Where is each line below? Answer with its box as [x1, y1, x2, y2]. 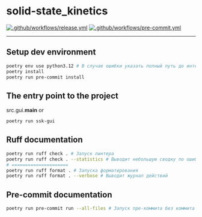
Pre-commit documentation [6, 189, 112, 200]
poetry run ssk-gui [6, 118, 55, 124]
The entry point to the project [6, 91, 118, 101]
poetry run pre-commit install [6, 74, 85, 80]
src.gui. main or [6, 107, 44, 114]
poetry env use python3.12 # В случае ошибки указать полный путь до [6, 63, 185, 69]
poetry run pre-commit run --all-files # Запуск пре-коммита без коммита [6, 206, 195, 212]
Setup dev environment [6, 47, 96, 58]
